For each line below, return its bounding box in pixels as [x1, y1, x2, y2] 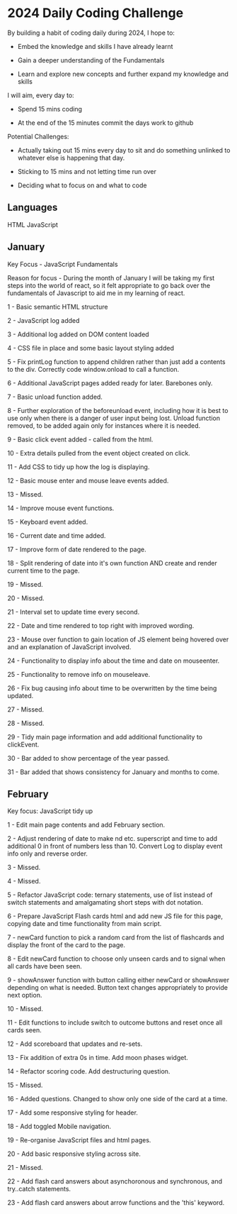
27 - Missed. [7, 705, 45, 714]
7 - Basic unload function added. [7, 392, 103, 401]
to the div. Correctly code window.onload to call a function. [7, 365, 180, 373]
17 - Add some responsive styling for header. [7, 1108, 138, 1117]
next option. [7, 991, 42, 1000]
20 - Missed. [7, 594, 45, 602]
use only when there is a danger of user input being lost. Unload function [7, 414, 221, 422]
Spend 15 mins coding [17, 104, 83, 113]
